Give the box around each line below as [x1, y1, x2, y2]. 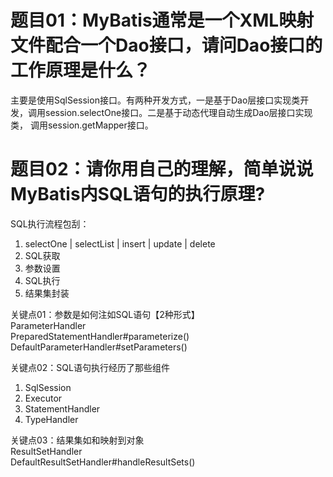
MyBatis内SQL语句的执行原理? [10, 183, 266, 206]
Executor [24, 392, 63, 404]
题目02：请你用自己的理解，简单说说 [10, 158, 314, 181]
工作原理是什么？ [10, 59, 152, 82]
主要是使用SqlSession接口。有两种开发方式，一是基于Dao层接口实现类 [10, 94, 301, 106]
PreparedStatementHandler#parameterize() [10, 330, 190, 342]
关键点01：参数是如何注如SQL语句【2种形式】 [10, 308, 200, 320]
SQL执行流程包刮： [10, 217, 90, 230]
